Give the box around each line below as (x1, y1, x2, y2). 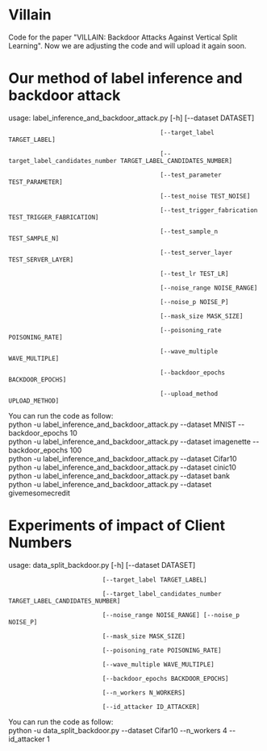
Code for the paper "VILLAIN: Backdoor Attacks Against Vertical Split (8, 32, 238, 42)
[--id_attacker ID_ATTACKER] (102, 703, 200, 711)
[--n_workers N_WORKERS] (102, 688, 186, 697)
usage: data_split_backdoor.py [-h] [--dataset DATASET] (8, 560, 196, 570)
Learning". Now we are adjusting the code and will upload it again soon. (8, 40, 247, 50)
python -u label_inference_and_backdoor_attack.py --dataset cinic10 (8, 462, 236, 472)
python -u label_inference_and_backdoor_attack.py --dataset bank (8, 470, 231, 481)
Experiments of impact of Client (8, 516, 226, 535)
